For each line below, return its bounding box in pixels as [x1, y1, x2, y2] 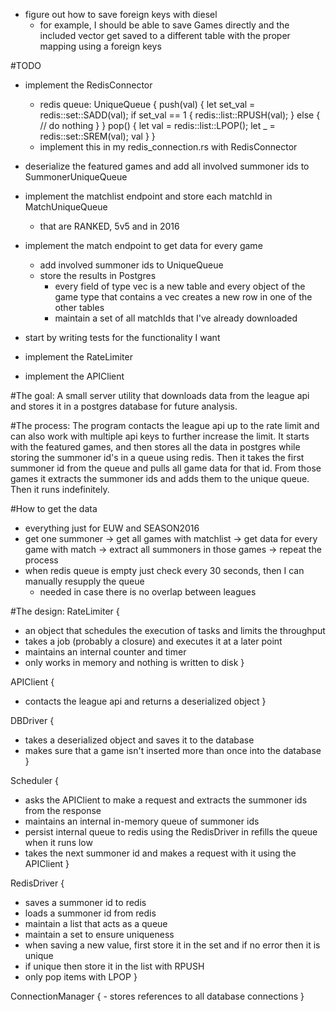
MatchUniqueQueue [24, 201, 108, 213]
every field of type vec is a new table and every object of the [54, 280, 306, 292]
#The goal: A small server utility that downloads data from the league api [10, 390, 310, 401]
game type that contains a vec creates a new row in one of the [54, 291, 313, 303]
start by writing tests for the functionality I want [24, 332, 221, 343]
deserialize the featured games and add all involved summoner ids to [24, 160, 310, 172]
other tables [54, 302, 105, 313]
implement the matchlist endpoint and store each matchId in [24, 190, 273, 202]
